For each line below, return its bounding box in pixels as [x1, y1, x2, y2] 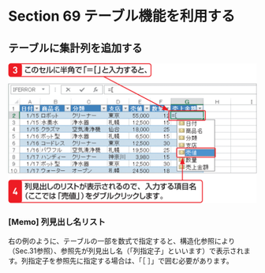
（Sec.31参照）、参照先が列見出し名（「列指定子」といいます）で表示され [8, 246, 244, 256]
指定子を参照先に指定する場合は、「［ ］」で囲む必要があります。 [28, 256, 234, 265]
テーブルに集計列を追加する [8, 41, 143, 55]
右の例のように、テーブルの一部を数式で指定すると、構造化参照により [8, 236, 235, 245]
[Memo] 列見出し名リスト [8, 217, 106, 228]
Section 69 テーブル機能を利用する [8, 7, 235, 25]
